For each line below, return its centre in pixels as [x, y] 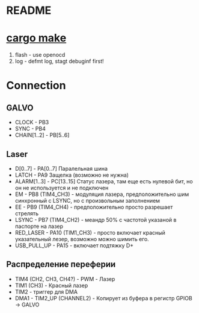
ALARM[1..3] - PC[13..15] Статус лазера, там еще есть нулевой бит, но [104, 181]
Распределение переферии [61, 264]
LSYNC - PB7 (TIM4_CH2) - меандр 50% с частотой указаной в [96, 220]
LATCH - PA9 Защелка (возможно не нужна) [72, 175]
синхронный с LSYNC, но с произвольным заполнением [87, 200]
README [29, 11]
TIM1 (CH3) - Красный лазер [51, 285]
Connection [36, 86]
